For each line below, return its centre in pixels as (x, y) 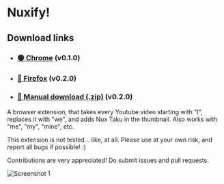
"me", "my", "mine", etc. (41, 126)
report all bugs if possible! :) (47, 147)
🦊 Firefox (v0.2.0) (47, 79)
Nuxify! (29, 13)
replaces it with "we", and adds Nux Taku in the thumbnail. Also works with (112, 119)
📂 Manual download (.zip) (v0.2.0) (75, 97)
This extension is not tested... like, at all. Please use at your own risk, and (110, 140)
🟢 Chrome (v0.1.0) (48, 57)
